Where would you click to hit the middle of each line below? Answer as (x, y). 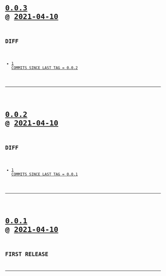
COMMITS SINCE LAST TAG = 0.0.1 (45, 174)
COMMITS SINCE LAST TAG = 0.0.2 (45, 68)
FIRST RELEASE (27, 254)
